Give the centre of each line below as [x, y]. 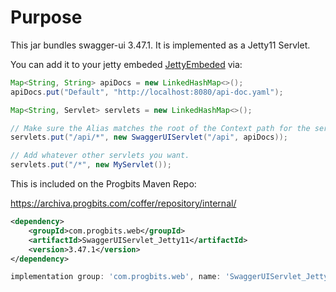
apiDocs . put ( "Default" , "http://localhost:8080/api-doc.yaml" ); [147, 92]
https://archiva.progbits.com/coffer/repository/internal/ [123, 203]
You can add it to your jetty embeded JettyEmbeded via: [126, 64]
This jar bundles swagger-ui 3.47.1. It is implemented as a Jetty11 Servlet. [160, 45]
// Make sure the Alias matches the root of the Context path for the [160, 128]
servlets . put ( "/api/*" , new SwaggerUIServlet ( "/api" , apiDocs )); [149, 137]
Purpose [46, 17]
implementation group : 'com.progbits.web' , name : [116, 277]
